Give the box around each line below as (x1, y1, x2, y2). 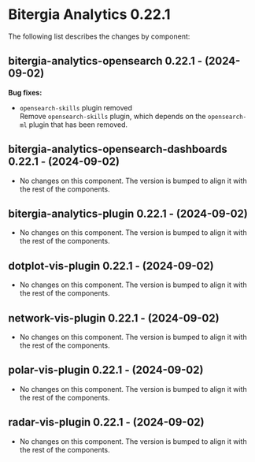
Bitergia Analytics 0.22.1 (8, 6, 171, 24)
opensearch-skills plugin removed (19, 102, 132, 112)
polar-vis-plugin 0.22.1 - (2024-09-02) (8, 363, 204, 377)
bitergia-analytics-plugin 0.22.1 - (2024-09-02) (8, 207, 248, 220)
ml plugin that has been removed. (19, 120, 128, 129)
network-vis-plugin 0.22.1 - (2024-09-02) (8, 311, 220, 325)
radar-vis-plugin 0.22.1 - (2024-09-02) (8, 415, 205, 429)
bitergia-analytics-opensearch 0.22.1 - (8, 54, 203, 68)
